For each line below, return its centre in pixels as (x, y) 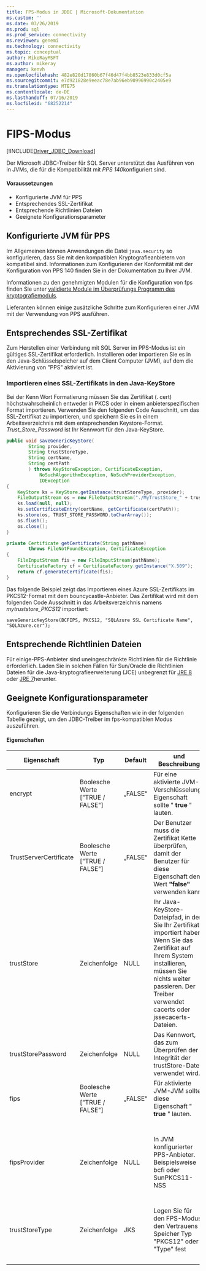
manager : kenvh (26, 69)
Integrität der (172, 1058)
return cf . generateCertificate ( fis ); (66, 572)
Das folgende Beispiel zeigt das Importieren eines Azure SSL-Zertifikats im (101, 589)
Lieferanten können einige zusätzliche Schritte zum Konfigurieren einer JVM (103, 307)
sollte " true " (172, 805)
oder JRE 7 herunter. (32, 679)
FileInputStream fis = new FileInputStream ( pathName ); (89, 561)
